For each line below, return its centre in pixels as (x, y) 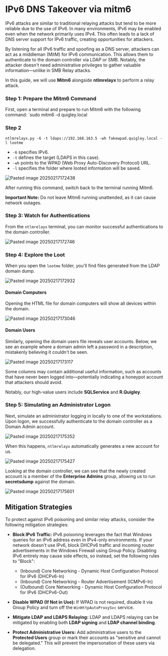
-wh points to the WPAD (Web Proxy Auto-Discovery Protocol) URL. (81, 162)
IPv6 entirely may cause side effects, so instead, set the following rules (86, 556)
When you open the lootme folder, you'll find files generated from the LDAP (82, 266)
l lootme (14, 143)
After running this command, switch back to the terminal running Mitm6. (79, 188)
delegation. (24, 648)
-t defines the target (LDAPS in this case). (56, 157)
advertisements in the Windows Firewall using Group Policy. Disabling (85, 550)
